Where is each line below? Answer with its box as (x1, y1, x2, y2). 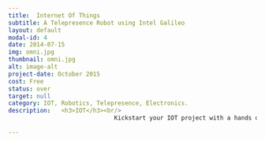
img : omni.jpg (8, 48, 55, 56)
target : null (8, 92, 51, 100)
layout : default (8, 26, 62, 34)
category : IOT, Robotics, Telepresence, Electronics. (8, 99, 189, 107)
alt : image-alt (8, 63, 58, 71)
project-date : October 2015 (8, 70, 101, 78)
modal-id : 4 (8, 33, 47, 42)
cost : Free (8, 77, 44, 85)
